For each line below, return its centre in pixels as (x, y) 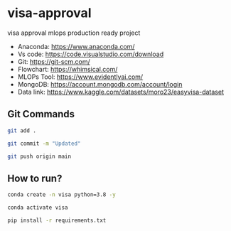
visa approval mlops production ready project (74, 33)
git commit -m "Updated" (44, 144)
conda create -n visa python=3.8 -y (61, 195)
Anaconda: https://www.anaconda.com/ (76, 46)
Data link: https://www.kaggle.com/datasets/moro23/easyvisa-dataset (120, 92)
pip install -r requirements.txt (57, 220)
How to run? (35, 178)
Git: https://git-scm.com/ (54, 61)
